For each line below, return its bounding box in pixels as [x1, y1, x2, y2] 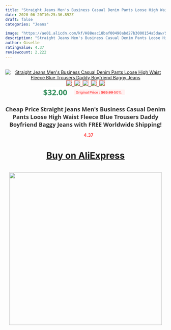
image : [5, 31, 19, 36]
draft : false [5, 17, 33, 22]
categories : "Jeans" [5, 21, 49, 27]
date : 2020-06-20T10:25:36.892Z [5, 12, 74, 17]
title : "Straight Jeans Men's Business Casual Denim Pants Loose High [5, 7, 158, 13]
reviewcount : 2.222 [5, 49, 47, 55]
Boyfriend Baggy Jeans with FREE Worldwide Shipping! [9, 120, 162, 129]
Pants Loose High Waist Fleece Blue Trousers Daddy [12, 112, 159, 121]
